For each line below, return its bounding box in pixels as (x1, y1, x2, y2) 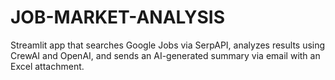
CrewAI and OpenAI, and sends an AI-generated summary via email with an (10, 49, 321, 61)
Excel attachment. (10, 60, 85, 72)
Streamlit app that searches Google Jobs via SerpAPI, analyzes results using (10, 39, 326, 51)
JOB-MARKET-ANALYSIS (10, 6, 226, 29)
